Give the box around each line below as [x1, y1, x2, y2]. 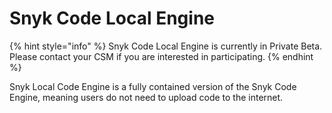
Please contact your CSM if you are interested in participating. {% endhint [9, 50, 314, 62]
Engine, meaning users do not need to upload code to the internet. [9, 91, 284, 103]
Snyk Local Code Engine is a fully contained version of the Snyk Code [9, 80, 297, 92]
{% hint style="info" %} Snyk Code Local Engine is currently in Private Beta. [9, 40, 323, 52]
